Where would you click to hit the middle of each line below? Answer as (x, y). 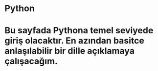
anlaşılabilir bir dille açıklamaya (70, 51)
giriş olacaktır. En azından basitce (75, 41)
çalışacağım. (31, 61)
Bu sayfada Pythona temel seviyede (79, 31)
